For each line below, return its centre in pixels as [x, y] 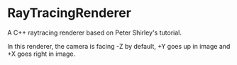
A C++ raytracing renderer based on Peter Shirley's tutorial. [95, 32]
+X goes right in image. [42, 54]
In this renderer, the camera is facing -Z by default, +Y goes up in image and [119, 46]
